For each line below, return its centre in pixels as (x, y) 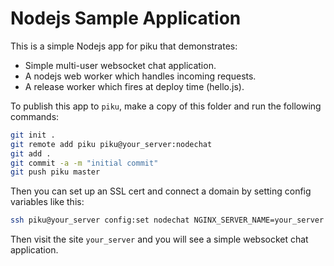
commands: (35, 116)
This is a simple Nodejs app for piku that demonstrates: (124, 46)
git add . (31, 153)
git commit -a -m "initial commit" (84, 163)
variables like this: (47, 202)
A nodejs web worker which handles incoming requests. (140, 76)
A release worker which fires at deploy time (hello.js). (134, 86)
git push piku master (55, 172)
